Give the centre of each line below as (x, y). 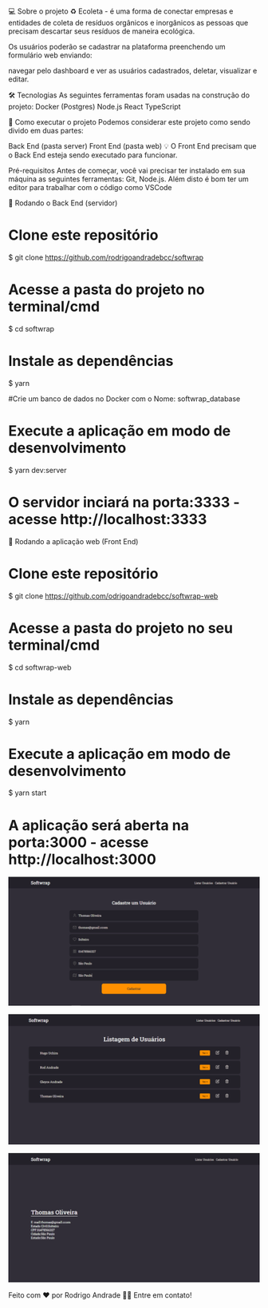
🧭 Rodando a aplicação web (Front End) (73, 541)
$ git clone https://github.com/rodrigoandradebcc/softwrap (106, 257)
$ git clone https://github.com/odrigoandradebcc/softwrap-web (113, 596)
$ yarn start (28, 793)
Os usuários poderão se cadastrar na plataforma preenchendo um (117, 47)
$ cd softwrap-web (40, 667)
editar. (19, 79)
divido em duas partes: (46, 131)
